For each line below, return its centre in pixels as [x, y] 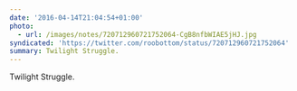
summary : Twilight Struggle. [64, 51]
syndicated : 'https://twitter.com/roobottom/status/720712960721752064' [149, 43]
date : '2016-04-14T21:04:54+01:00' [77, 18]
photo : [22, 26]
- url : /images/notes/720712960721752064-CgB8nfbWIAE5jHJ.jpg [137, 34]
